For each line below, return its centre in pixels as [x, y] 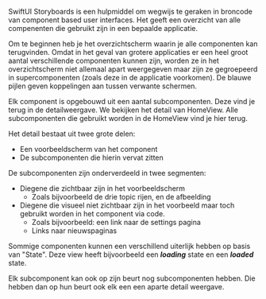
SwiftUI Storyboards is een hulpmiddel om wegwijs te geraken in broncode [130, 12]
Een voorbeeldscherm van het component [89, 149]
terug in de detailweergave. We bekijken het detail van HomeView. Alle [123, 110]
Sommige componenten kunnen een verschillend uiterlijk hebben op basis [129, 246]
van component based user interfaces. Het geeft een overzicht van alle [124, 20]
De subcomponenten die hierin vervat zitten [92, 157]
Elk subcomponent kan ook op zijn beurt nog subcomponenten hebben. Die [132, 278]
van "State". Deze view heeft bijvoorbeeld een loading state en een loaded [131, 254]
